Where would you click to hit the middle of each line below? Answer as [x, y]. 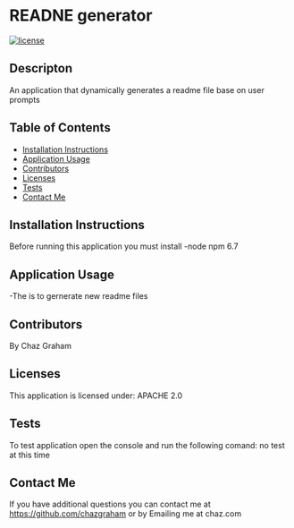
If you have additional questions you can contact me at [110, 504]
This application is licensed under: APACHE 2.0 [96, 396]
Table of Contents [60, 128]
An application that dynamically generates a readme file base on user [137, 89]
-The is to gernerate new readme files [79, 296]
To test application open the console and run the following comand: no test [147, 445]
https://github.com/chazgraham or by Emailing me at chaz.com [126, 514]
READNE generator [81, 16]
